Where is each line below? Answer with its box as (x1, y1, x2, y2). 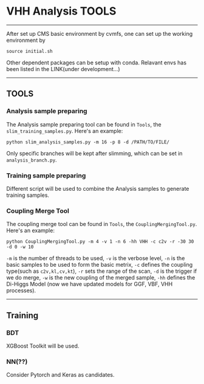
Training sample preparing (6, 171, 86, 180)
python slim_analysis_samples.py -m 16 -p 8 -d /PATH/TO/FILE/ (6, 139, 170, 145)
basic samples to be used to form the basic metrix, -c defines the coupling (6, 261, 193, 269)
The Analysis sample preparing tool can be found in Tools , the (6, 120, 162, 128)
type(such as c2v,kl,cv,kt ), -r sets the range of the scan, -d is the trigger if (6, 267, 197, 275)
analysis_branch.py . (6, 156, 57, 163)
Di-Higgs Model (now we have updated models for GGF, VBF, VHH (6, 281, 173, 288)
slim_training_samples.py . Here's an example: (6, 127, 123, 134)
